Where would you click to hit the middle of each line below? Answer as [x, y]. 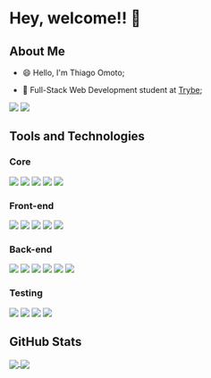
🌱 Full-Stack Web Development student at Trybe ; [112, 90]
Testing [26, 293]
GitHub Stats [46, 342]
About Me [37, 51]
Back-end [31, 249]
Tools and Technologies [77, 136]
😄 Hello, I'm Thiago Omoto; [73, 72]
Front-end [32, 206]
